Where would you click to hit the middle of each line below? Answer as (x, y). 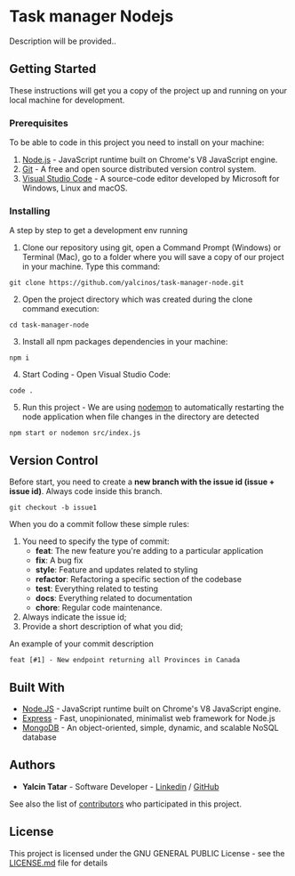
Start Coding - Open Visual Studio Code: (96, 375)
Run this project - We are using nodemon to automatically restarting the (153, 408)
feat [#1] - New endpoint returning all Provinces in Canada (125, 661)
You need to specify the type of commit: (96, 541)
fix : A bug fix (59, 560)
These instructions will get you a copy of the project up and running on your (148, 90)
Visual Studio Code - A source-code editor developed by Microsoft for (151, 179)
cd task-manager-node (49, 325)
